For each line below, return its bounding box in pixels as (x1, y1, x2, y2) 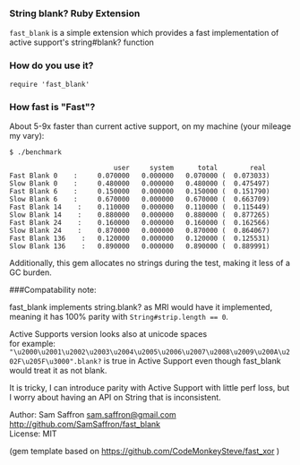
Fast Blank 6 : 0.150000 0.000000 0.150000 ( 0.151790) (9, 186, 270, 195)
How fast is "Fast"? (9, 100, 96, 113)
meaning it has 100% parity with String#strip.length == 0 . (9, 311, 228, 322)
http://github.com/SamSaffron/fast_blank (9, 418, 161, 429)
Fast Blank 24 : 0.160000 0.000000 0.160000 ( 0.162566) (9, 218, 270, 227)
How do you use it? (9, 59, 94, 72)
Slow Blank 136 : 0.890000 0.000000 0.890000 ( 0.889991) (9, 241, 270, 251)
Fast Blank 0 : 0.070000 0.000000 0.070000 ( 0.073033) (9, 171, 270, 180)
